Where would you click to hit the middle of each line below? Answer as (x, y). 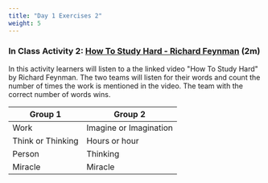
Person (26, 153)
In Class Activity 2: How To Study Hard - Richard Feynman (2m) (134, 51)
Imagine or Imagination (130, 128)
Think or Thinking (45, 140)
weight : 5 (25, 23)
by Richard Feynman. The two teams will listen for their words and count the (134, 77)
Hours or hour (113, 140)
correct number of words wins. (60, 94)
